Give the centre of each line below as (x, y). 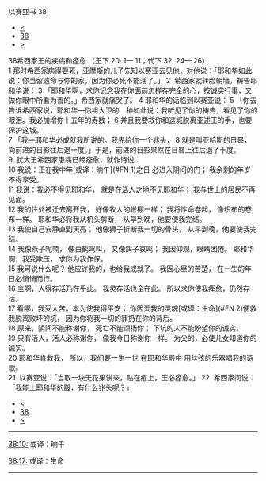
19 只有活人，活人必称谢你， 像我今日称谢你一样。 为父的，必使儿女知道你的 (133, 338)
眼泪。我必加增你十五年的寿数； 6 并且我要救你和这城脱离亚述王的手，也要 (130, 120)
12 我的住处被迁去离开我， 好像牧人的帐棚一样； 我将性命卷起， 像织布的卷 (130, 209)
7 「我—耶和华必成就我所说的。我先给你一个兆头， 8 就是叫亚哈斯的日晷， (130, 140)
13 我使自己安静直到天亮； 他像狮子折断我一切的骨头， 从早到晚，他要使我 (129, 229)
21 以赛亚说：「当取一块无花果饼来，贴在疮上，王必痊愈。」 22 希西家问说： (132, 378)
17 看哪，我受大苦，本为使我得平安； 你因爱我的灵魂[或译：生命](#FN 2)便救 (133, 308)
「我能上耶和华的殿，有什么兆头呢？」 (70, 387)
